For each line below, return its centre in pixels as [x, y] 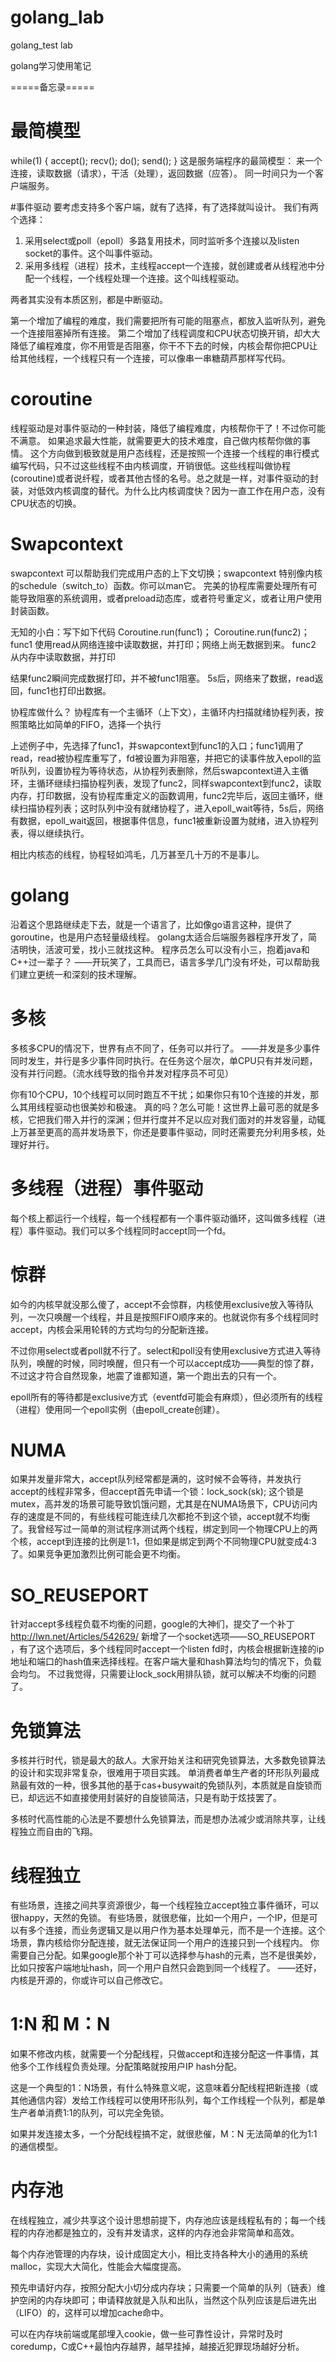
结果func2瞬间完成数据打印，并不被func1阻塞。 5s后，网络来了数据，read [162, 678]
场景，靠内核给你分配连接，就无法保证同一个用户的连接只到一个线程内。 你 [165, 1943]
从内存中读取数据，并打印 [63, 657]
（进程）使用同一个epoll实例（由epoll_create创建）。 [118, 1409]
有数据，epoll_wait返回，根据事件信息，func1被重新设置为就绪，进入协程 [160, 820]
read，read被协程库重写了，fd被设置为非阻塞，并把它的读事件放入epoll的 [161, 758]
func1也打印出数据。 [69, 690]
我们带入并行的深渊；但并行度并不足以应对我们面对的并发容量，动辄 [185, 1119]
